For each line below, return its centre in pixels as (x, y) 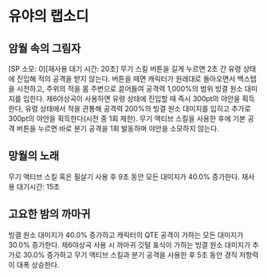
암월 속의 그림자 (45, 48)
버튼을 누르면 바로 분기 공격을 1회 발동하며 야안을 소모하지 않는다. (118, 129)
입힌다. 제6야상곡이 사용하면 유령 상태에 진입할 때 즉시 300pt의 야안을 (132, 99)
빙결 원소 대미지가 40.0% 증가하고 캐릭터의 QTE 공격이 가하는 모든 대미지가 (126, 235)
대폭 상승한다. (38, 264)
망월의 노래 (34, 156)
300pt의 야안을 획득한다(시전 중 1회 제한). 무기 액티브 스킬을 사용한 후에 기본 (127, 119)
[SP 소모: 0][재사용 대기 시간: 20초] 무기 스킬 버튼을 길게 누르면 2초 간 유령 (125, 69)
